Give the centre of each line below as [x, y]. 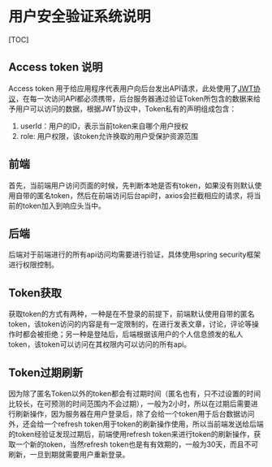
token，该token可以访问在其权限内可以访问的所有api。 [100, 344]
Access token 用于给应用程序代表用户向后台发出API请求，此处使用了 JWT [131, 88]
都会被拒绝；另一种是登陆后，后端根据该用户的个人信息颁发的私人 [133, 335]
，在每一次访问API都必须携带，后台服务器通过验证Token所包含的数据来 [135, 98]
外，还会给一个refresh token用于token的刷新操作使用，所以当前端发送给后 [133, 424]
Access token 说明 [56, 67]
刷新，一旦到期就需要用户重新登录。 [69, 454]
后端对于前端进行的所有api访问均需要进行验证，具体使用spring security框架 [135, 255]
